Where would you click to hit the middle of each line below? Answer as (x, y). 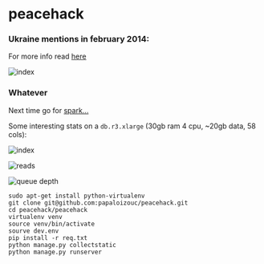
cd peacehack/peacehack (48, 209)
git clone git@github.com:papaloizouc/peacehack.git (98, 203)
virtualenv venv (35, 217)
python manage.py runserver (55, 252)
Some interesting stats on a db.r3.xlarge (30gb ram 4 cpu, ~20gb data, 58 (132, 126)
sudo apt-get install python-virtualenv (77, 196)
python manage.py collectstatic (62, 245)
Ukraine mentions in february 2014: (79, 39)
